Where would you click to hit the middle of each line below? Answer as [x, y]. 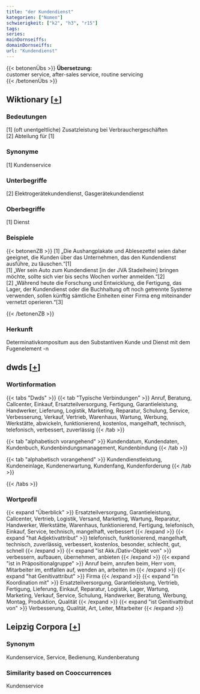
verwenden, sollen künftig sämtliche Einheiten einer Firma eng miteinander [98, 296]
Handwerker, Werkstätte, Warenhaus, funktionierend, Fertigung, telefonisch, [100, 525]
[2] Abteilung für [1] [30, 136]
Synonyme [23, 152]
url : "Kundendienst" [32, 51]
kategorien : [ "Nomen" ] [35, 17]
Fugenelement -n [28, 349]
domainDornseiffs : [29, 46]
